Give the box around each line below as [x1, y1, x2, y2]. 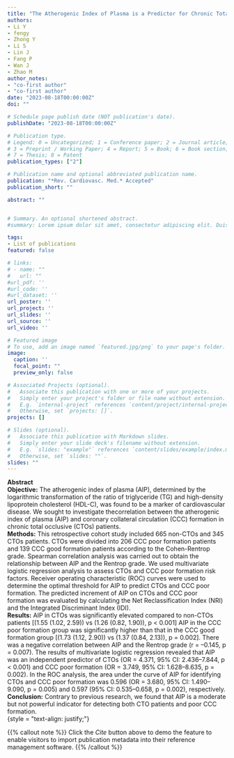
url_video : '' [7, 324, 49, 331]
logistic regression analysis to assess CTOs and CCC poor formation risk [7, 567, 216, 575]
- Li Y [7, 23, 26, 30]
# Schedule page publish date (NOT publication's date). [7, 113, 176, 120]
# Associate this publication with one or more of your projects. [7, 388, 210, 395]
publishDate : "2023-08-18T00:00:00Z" [7, 120, 117, 127]
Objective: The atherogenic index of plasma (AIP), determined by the [7, 485, 206, 494]
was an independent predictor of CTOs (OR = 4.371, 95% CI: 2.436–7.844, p [7, 656, 225, 664]
